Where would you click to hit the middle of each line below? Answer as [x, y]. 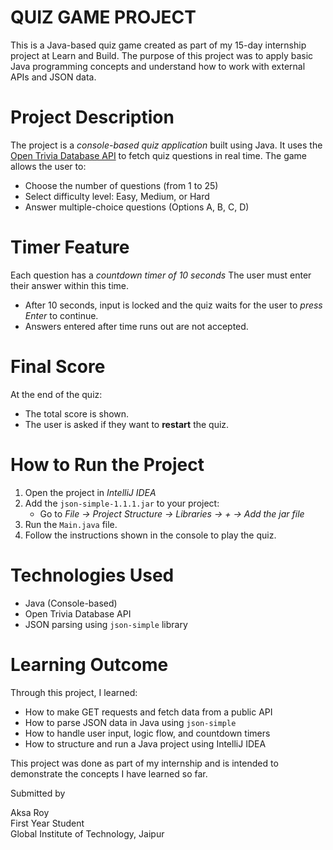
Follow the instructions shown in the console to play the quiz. [150, 535]
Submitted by [38, 793]
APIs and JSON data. [53, 77]
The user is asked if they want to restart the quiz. [127, 424]
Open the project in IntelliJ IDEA [90, 492]
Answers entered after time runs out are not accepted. [136, 326]
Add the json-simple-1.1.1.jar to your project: [122, 503]
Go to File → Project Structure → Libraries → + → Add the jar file [172, 513]
